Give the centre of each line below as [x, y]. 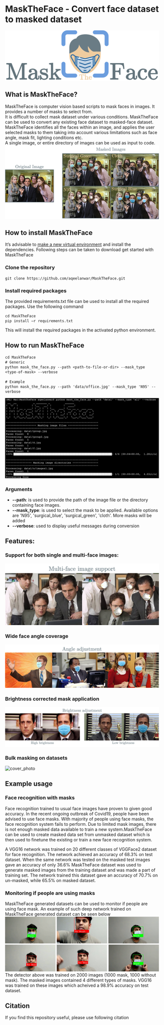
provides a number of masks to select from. [49, 112]
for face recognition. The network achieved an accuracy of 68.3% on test [79, 854]
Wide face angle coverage [37, 636]
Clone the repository [30, 268]
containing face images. [36, 505]
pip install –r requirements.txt [39, 321]
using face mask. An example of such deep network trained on [68, 909]
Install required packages [36, 291]
